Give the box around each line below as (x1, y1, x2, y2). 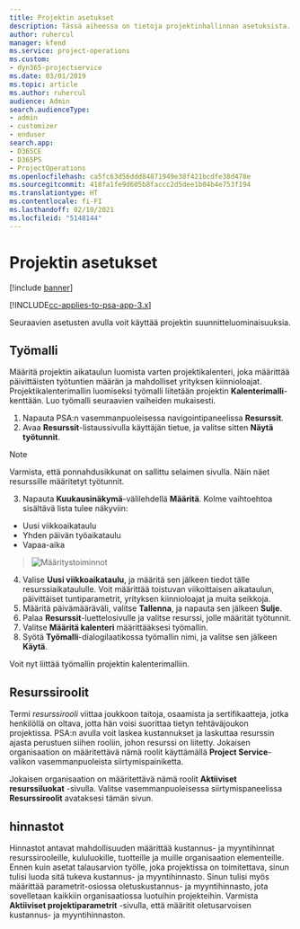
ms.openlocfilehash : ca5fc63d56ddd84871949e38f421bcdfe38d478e (9, 172, 251, 181)
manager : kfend (9, 38, 66, 48)
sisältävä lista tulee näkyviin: (22, 503, 128, 514)
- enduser (9, 130, 47, 139)
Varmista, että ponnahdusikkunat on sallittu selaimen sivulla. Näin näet (9, 466, 270, 477)
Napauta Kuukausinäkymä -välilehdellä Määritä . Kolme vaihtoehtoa (22, 493, 273, 504)
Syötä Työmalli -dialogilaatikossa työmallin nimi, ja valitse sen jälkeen (22, 632, 278, 642)
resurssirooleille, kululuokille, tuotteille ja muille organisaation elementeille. (9, 853, 285, 863)
